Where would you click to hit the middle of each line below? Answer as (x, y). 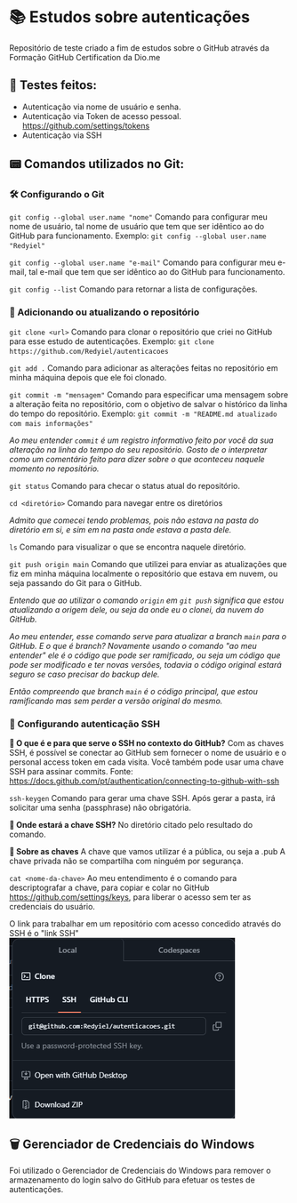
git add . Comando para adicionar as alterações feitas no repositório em (144, 368)
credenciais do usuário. (52, 907)
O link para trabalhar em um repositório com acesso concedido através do (145, 924)
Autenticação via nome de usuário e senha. (101, 107)
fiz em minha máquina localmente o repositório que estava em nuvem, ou (144, 573)
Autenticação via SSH (62, 135)
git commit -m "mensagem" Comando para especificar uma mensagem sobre (149, 394)
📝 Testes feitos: (53, 85)
